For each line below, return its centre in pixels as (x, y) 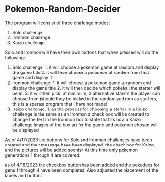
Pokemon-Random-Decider (63, 9)
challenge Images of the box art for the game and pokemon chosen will (85, 125)
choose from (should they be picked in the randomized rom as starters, (85, 98)
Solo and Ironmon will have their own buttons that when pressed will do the (82, 52)
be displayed (25, 130)
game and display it (32, 77)
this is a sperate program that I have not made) (60, 104)
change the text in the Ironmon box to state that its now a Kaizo (77, 119)
